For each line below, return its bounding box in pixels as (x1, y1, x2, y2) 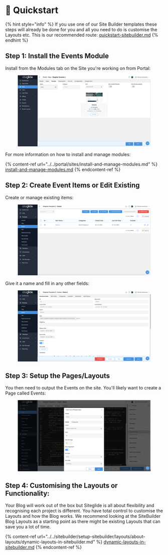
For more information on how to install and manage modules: (5, 151, 131, 157)
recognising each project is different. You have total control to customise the (5, 508, 163, 514)
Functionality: (5, 489, 50, 498)
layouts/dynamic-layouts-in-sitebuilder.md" (5, 539, 95, 545)
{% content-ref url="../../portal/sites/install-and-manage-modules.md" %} (5, 161, 158, 167)
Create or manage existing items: (5, 194, 74, 200)
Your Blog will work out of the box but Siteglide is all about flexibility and (5, 503, 154, 509)
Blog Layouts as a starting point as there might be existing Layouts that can (5, 518, 160, 525)
